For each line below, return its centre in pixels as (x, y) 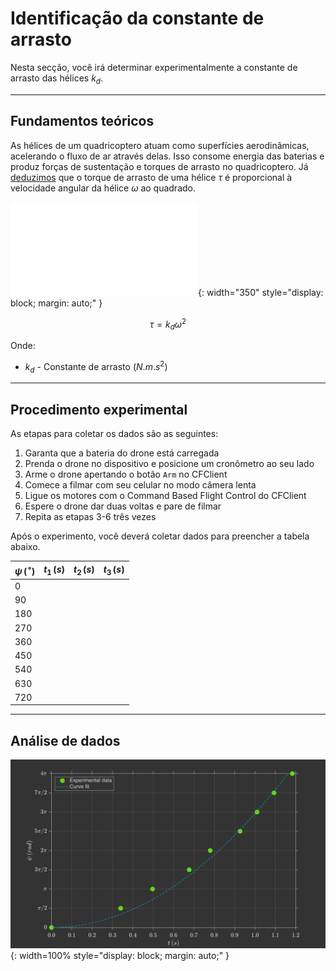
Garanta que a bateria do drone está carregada (122, 453)
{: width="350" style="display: (261, 292)
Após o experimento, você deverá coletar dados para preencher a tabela (160, 536)
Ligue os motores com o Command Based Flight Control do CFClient (165, 496)
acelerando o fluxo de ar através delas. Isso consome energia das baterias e (167, 156)
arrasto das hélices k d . (57, 79)
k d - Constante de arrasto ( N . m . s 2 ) (96, 367)
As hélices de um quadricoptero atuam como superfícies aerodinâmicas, (160, 145)
